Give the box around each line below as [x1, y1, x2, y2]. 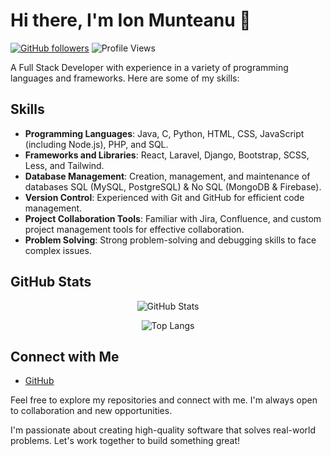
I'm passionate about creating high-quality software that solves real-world [10, 424, 317, 436]
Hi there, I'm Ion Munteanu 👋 [10, 9, 252, 32]
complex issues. [24, 244, 92, 256]
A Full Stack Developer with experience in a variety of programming [10, 61, 289, 73]
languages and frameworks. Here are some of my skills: [10, 72, 240, 84]
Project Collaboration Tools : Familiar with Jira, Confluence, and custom [24, 212, 322, 224]
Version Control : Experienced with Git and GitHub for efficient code [24, 191, 305, 203]
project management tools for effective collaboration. [24, 223, 245, 235]
